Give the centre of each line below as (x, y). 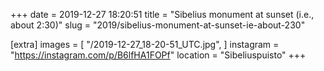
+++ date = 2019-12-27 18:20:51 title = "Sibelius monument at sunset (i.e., (162, 14)
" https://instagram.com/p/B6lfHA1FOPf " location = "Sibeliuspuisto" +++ (158, 55)
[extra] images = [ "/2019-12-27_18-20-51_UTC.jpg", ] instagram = (145, 44)
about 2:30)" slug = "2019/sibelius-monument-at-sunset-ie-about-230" (158, 25)
